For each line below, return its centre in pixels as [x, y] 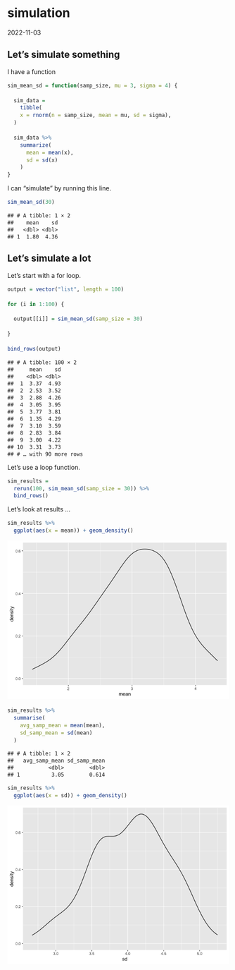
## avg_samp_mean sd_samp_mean [56, 761]
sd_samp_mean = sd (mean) [56, 733]
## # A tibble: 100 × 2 [42, 362]
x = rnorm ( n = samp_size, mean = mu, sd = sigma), [96, 115]
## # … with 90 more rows [45, 454]
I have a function [32, 71]
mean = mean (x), [50, 152]
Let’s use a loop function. [44, 467]
